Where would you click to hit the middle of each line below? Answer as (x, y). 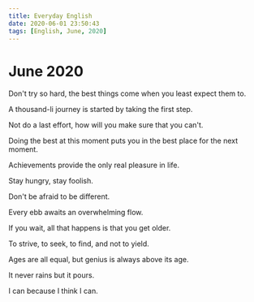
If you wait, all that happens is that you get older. (90, 228)
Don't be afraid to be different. (59, 196)
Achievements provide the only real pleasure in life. (94, 165)
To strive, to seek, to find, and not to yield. (79, 244)
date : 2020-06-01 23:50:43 (54, 24)
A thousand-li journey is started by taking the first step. (101, 110)
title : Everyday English (50, 16)
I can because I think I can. (54, 291)
